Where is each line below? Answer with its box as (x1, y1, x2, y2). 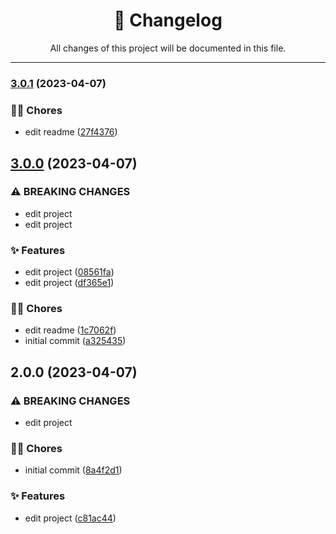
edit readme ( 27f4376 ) (24, 126, 118, 138)
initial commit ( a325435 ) (24, 335, 127, 347)
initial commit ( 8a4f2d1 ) (24, 464, 123, 476)
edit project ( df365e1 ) (24, 277, 115, 289)
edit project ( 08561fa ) (24, 266, 115, 278)
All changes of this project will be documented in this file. (49, 42, 287, 54)
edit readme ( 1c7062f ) (24, 324, 117, 336)
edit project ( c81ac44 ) (24, 512, 117, 524)
